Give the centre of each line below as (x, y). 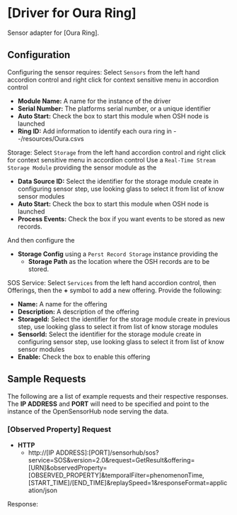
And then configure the (41, 240)
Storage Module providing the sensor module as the (82, 167)
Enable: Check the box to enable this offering (84, 357)
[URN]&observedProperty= (68, 467)
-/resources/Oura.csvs (51, 138)
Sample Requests (47, 379)
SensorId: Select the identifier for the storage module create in (109, 334)
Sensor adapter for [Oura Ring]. (53, 33)
